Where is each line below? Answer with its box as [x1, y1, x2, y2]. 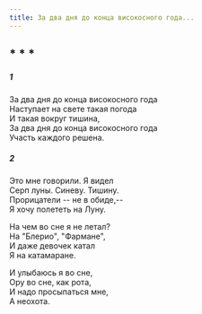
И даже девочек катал [9, 240, 96, 251]
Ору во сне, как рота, [9, 276, 92, 287]
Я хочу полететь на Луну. [9, 204, 106, 214]
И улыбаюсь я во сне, [9, 266, 93, 278]
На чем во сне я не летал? [9, 221, 110, 231]
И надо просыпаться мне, [9, 286, 110, 297]
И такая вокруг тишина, [9, 113, 101, 124]
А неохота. [9, 295, 51, 306]
